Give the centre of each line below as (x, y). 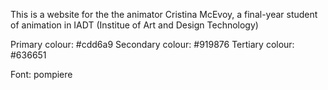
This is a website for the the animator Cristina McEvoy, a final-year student (164, 14)
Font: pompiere (41, 74)
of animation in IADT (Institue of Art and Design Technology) (134, 25)
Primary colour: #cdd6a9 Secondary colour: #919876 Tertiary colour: (152, 44)
